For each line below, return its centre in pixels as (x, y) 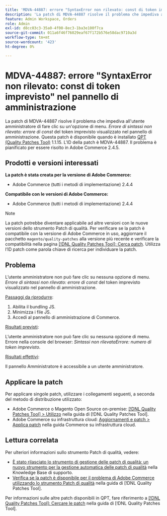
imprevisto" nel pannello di (62, 97)
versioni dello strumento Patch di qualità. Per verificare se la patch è (75, 228)
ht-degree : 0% (20, 47)
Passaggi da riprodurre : (29, 297)
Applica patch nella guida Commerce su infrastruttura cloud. (74, 425)
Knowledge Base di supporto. (42, 472)
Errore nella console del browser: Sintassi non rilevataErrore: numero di (78, 342)
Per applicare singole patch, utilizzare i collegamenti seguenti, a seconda (80, 394)
